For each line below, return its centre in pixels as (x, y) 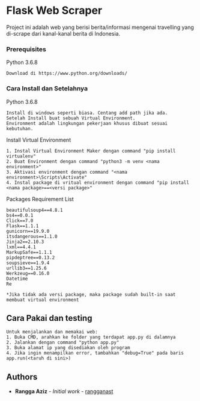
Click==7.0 (20, 221)
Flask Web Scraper (54, 11)
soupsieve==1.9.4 (28, 263)
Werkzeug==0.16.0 (28, 273)
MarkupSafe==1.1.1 (29, 252)
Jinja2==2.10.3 (25, 242)
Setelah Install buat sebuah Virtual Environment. (71, 118)
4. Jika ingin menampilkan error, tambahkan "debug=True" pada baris (95, 353)
